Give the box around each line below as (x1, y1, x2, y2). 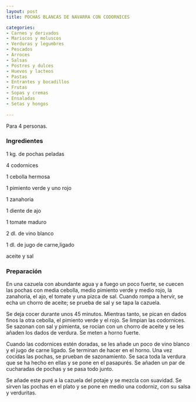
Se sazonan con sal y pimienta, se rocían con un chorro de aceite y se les (6, 323, 184, 330)
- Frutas (6, 84, 28, 91)
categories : (6, 25, 35, 30)
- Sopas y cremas (6, 90, 49, 96)
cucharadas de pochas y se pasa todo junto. (6, 366, 114, 373)
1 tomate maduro (6, 218, 47, 226)
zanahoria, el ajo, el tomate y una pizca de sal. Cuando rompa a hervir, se (6, 293, 184, 300)
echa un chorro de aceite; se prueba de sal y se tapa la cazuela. (6, 299, 161, 306)
